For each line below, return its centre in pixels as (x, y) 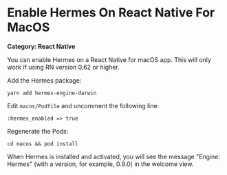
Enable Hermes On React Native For (111, 13)
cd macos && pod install (43, 144)
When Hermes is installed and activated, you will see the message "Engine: (114, 156)
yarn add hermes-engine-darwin (52, 93)
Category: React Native (41, 46)
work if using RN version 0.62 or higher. (64, 67)
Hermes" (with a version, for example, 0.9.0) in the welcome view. (100, 164)
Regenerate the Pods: (38, 131)
